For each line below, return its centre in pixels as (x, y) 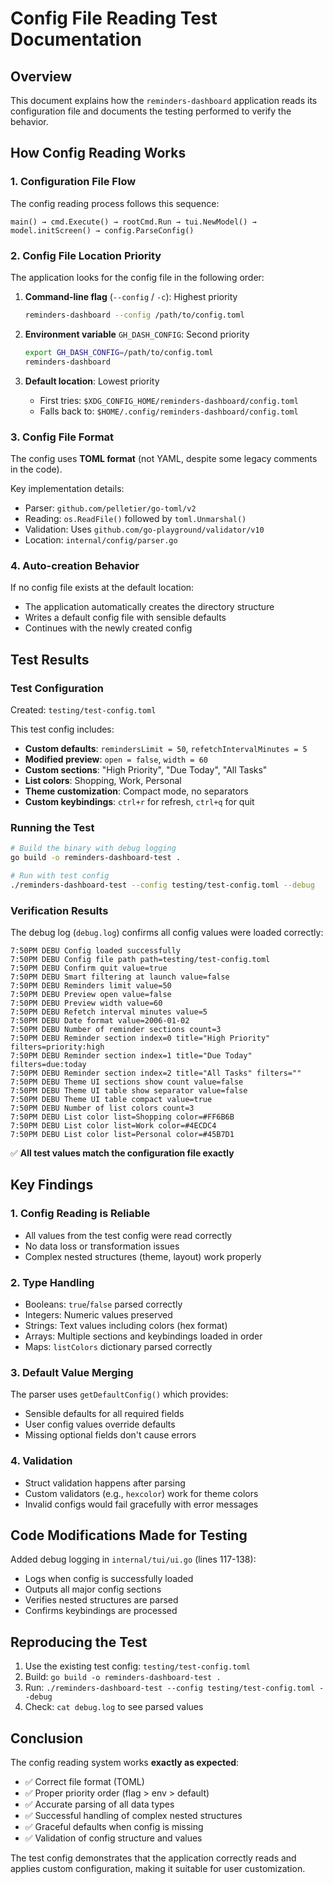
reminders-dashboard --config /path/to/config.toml (134, 315)
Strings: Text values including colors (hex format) (126, 1325)
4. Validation (41, 1461)
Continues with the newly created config (108, 628)
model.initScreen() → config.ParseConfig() (102, 230)
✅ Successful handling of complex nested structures (133, 1815)
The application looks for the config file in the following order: (137, 277)
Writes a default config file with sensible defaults (125, 618)
